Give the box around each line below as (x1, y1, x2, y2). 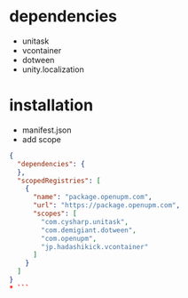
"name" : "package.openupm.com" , (32, 193, 153, 202)
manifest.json (21, 125, 72, 135)
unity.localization (21, 64, 84, 75)
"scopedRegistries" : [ (17, 176, 101, 185)
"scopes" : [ (32, 209, 77, 218)
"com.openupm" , (41, 234, 98, 243)
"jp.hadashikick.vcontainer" (41, 242, 149, 251)
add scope (21, 133, 62, 144)
